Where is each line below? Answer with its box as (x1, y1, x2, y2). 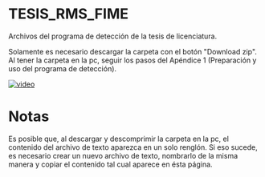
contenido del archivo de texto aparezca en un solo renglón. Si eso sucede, (8, 142, 259, 152)
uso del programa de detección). (8, 63, 117, 73)
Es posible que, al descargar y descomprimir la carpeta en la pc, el (8, 134, 229, 143)
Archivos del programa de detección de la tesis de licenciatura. (8, 31, 218, 41)
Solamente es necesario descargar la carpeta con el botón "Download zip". (8, 46, 257, 56)
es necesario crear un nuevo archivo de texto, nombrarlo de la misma (8, 151, 238, 160)
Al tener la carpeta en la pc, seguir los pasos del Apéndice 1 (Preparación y (8, 55, 257, 65)
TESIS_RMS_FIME (8, 5, 128, 23)
